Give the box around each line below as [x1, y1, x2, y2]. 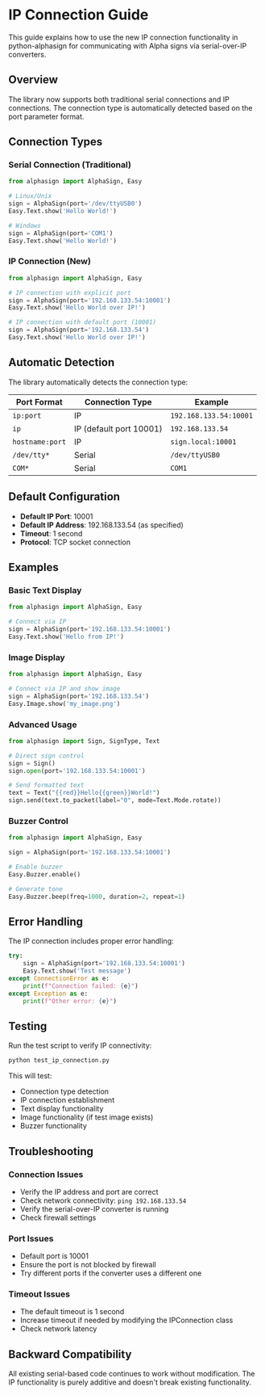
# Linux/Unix [8, 192, 52, 200]
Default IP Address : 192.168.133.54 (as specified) [19, 519, 184, 530]
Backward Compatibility [8, 1347, 132, 1361]
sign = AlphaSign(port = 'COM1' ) [8, 229, 114, 237]
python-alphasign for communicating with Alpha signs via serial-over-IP [8, 40, 247, 50]
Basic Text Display [8, 584, 82, 595]
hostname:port [12, 437, 67, 446]
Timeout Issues [8, 1288, 71, 1300]
